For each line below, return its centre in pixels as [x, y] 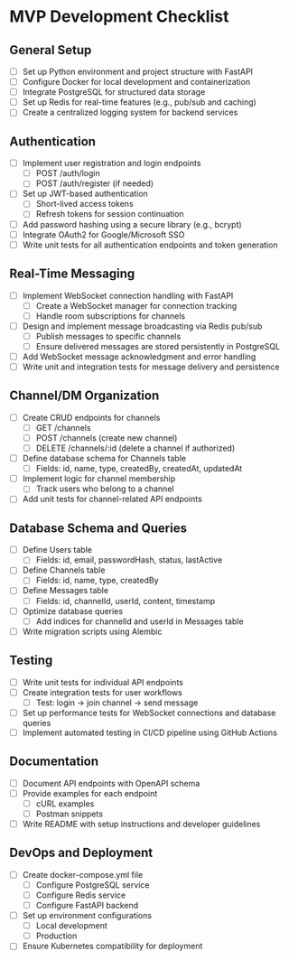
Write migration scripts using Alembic [92, 631]
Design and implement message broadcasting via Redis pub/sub [142, 326]
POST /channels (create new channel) [107, 438]
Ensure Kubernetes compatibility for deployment [112, 946]
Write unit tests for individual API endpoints [103, 682]
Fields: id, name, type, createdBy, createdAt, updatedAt [139, 469]
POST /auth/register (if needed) [95, 183]
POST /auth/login [68, 173]
